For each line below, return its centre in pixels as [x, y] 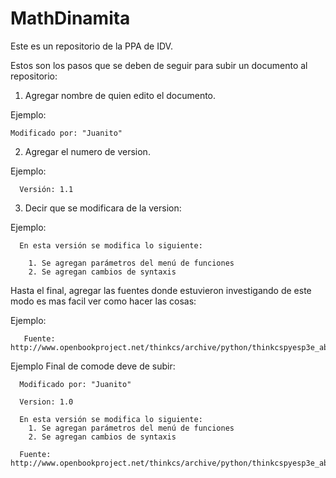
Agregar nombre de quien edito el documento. [120, 95]
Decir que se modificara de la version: [103, 208]
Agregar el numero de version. [87, 151]
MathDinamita [70, 18]
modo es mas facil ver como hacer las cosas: [103, 301]
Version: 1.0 [46, 402]
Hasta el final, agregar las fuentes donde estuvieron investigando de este [161, 290]
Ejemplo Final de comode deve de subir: [93, 366]
